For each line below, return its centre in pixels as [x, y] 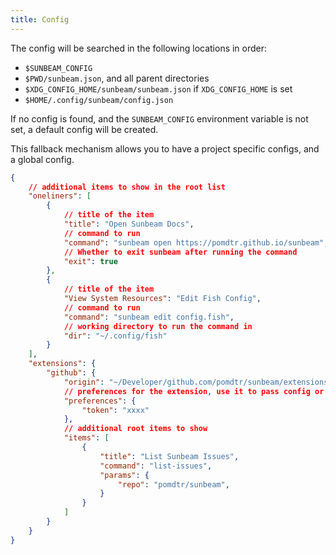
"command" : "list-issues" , [156, 466]
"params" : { [124, 475]
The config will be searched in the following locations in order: [139, 48]
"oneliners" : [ [60, 196]
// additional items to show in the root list [127, 187]
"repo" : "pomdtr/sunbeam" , [173, 484]
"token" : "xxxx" [115, 410]
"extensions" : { [62, 364]
